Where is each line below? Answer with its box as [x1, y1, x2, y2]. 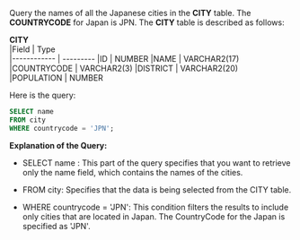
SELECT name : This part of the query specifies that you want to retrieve [22, 157, 291, 168]
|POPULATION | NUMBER [9, 73, 103, 83]
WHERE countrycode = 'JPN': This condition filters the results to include [22, 201, 289, 212]
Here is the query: [9, 90, 76, 100]
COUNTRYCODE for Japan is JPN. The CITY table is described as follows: [9, 17, 285, 28]
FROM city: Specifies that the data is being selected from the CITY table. [22, 184, 292, 195]
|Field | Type [9, 44, 56, 55]
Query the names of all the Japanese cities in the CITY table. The [9, 8, 251, 18]
